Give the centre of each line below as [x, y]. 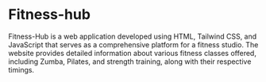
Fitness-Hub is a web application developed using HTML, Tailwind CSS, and [133, 36]
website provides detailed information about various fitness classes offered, [132, 53]
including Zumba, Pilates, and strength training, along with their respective [130, 61]
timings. [21, 69]
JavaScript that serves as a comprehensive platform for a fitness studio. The [133, 44]
